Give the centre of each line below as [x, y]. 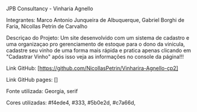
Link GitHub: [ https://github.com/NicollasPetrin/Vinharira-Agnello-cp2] [92, 68]
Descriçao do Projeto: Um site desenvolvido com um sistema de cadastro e [98, 38]
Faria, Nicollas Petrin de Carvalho [47, 26]
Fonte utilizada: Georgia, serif [42, 91]
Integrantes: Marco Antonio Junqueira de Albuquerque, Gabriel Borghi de [95, 20]
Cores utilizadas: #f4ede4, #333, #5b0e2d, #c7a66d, [71, 103]
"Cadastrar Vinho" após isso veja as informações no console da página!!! [95, 57]
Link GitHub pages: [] [32, 80]
